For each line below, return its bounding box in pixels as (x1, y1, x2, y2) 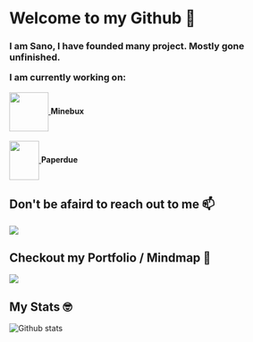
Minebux (50, 105, 85, 116)
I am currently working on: (9, 71, 127, 84)
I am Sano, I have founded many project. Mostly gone (9, 40, 245, 53)
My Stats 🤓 (9, 299, 72, 314)
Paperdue (40, 154, 79, 164)
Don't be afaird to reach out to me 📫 (9, 196, 215, 213)
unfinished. (9, 51, 61, 63)
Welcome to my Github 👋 (9, 8, 197, 29)
